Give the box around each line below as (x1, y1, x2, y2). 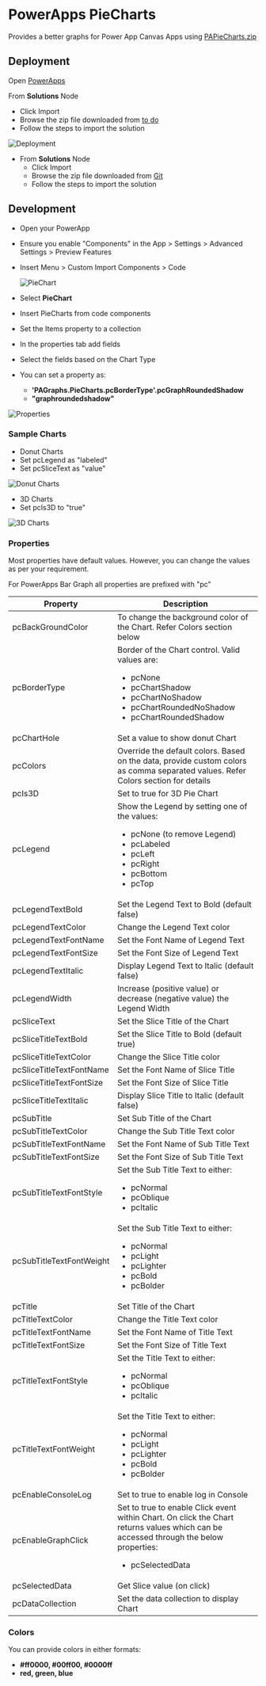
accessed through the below (117, 1532, 224, 1543)
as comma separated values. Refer (117, 765, 247, 776)
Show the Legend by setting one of (117, 801, 248, 812)
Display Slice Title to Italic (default (117, 1090, 244, 1101)
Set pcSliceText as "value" (19, 463, 106, 473)
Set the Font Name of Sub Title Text (117, 1139, 249, 1150)
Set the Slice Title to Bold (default (117, 1028, 242, 1039)
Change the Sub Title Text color (117, 1126, 235, 1137)
